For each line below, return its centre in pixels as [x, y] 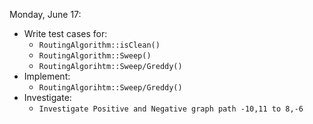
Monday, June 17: [45, 14]
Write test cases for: [65, 33]
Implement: [47, 76]
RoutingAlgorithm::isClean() [99, 45]
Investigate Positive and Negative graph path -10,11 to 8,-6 [171, 109]
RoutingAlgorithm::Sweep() [95, 56]
